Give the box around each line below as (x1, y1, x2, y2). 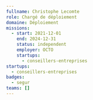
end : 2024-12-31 (16, 36, 57, 42)
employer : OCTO (16, 47, 54, 53)
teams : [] (6, 85, 30, 91)
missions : (6, 25, 30, 31)
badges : (6, 74, 25, 80)
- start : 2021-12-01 (11, 31, 61, 36)
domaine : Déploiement (6, 19, 59, 25)
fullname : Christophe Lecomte (6, 8, 80, 15)
